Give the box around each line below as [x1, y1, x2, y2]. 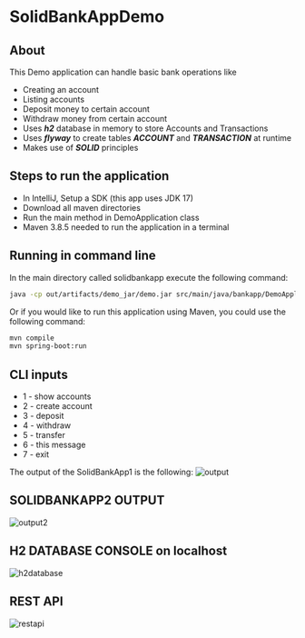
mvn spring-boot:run [9, 342, 88, 351]
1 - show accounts [22, 391, 92, 402]
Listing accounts [22, 94, 84, 105]
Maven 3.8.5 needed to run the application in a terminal [22, 221, 230, 233]
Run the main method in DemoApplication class [22, 212, 200, 223]
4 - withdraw [22, 420, 72, 431]
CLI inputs [9, 366, 68, 383]
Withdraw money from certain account [22, 114, 168, 124]
